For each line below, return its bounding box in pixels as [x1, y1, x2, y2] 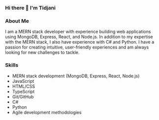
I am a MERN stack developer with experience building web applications [5, 29, 151, 35]
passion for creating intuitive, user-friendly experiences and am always [5, 44, 149, 50]
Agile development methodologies [12, 109, 82, 115]
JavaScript [12, 78, 34, 84]
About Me [5, 17, 29, 24]
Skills [5, 62, 19, 69]
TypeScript [12, 88, 35, 95]
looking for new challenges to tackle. [5, 49, 79, 55]
